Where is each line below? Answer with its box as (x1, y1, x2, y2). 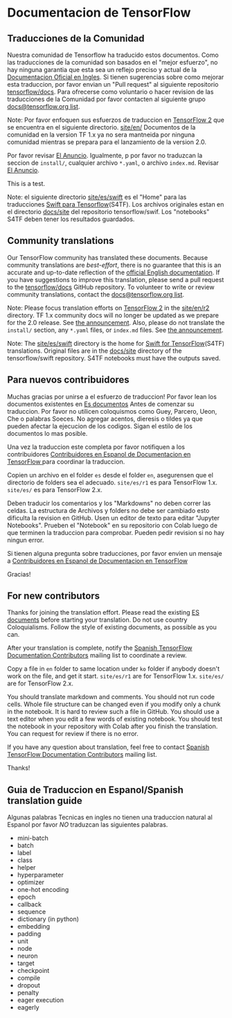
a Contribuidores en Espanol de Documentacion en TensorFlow (7, 556, 188, 565)
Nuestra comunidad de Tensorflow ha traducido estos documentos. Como (7, 51, 220, 59)
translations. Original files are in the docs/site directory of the (7, 346, 182, 355)
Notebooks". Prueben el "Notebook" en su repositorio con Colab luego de (7, 521, 218, 529)
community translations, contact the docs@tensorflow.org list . (7, 290, 185, 299)
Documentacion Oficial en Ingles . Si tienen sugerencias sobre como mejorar (7, 73, 224, 81)
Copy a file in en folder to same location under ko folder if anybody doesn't (7, 665, 220, 673)
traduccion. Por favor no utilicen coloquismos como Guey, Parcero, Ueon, (7, 407, 217, 415)
